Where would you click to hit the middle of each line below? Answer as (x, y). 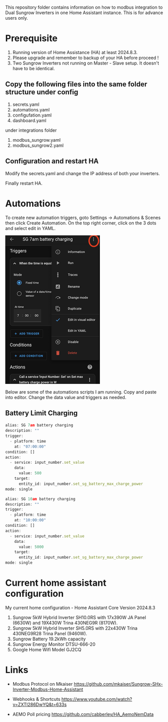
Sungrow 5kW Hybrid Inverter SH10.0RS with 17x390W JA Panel (79, 617)
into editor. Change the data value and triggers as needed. (66, 397)
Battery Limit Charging (42, 413)
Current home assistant (56, 583)
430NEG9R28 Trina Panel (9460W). (50, 633)
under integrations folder (31, 130)
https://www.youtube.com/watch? (97, 699)
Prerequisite (32, 39)
